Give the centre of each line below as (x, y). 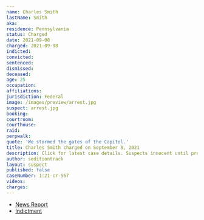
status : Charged (27, 35)
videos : (16, 182)
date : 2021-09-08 (28, 40)
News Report (32, 204)
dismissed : (20, 68)
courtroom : (20, 119)
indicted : (19, 52)
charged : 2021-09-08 (32, 46)
